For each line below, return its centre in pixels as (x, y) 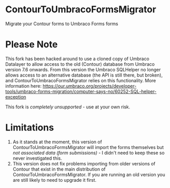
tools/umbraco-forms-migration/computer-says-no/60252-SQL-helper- (81, 91)
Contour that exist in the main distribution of (59, 169)
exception (16, 97)
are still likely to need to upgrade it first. (55, 180)
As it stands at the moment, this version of (57, 142)
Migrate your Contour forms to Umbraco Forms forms (62, 24)
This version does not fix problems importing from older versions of (84, 163)
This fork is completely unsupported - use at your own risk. (68, 107)
